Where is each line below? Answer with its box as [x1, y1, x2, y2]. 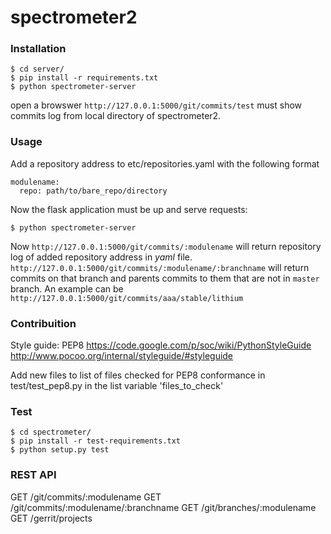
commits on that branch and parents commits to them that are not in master [10, 272, 320, 284]
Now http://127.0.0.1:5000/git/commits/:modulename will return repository [10, 240, 322, 252]
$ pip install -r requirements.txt [10, 73, 159, 83]
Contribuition [10, 316, 77, 330]
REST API [10, 468, 57, 482]
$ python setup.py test [10, 445, 110, 455]
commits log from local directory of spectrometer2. [10, 110, 222, 122]
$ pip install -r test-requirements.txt [10, 436, 182, 446]
